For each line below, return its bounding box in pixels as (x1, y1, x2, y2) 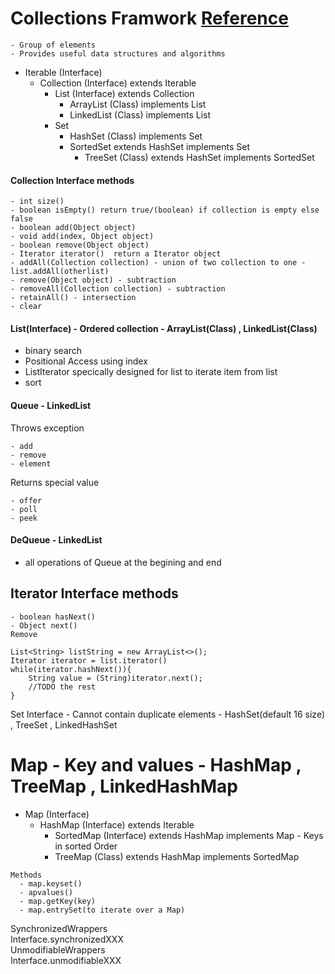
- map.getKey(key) (19, 896, 97, 906)
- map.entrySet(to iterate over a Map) (19, 905, 186, 915)
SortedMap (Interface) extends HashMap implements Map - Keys (54, 829, 324, 841)
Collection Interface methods (10, 174, 135, 186)
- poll (10, 504, 38, 514)
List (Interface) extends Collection (54, 87, 195, 99)
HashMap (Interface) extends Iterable (39, 818, 195, 831)
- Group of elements (10, 40, 97, 50)
